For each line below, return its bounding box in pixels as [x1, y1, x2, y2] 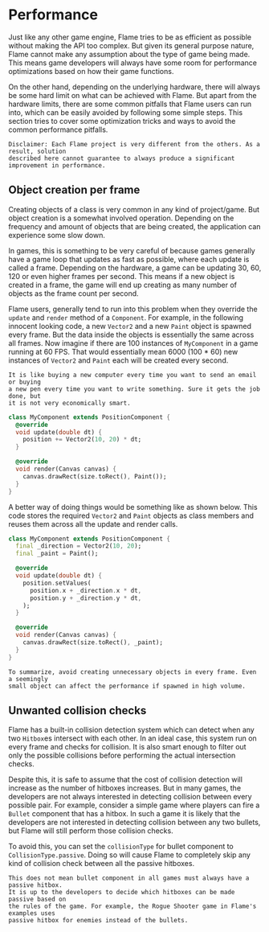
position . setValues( [22, 579, 92, 587]
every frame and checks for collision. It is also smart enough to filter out [8, 742, 247, 752]
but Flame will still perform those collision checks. [8, 826, 174, 836]
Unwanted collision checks [8, 704, 147, 717]
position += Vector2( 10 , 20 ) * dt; [22, 436, 142, 444]
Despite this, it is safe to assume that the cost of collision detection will [8, 774, 243, 785]
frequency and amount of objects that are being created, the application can [8, 221, 261, 231]
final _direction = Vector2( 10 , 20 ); [15, 542, 142, 550]
